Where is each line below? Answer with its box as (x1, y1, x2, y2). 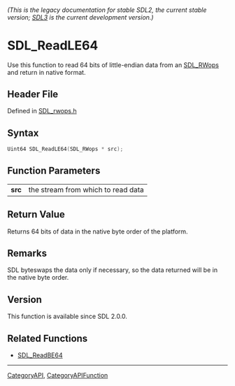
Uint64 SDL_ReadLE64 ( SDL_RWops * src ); (7, 145, 124, 153)
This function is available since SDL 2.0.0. (7, 312, 128, 321)
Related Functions (7, 332, 88, 344)
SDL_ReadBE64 (17, 351, 63, 359)
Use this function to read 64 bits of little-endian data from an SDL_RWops (7, 60, 219, 69)
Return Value (7, 208, 65, 220)
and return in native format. (7, 68, 86, 76)
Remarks (7, 248, 48, 259)
